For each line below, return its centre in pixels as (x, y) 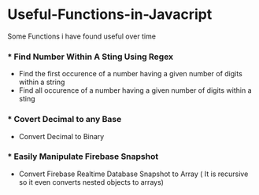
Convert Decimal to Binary (61, 136)
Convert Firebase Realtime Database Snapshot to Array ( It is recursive (133, 174)
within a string (42, 82)
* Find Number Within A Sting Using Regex (91, 57)
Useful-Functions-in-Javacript (110, 15)
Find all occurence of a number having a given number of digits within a (135, 90)
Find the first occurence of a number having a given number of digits (131, 74)
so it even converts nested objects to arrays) (91, 182)
